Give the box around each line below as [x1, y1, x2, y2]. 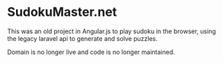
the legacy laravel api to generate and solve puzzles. [7, 34, 158, 42]
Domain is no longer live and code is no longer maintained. [7, 48, 175, 56]
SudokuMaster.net [7, 4, 117, 20]
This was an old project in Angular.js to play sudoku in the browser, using [7, 27, 217, 35]
